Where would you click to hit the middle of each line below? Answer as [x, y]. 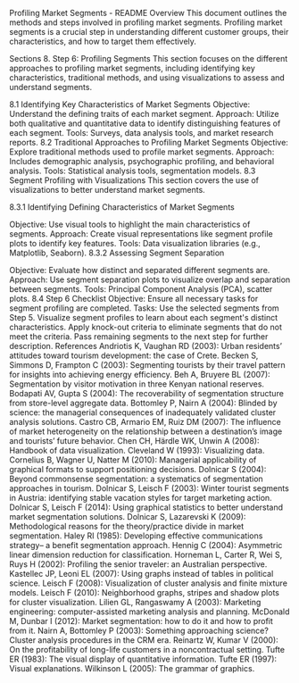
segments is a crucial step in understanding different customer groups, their [149, 32]
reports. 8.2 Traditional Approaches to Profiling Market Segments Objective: [149, 142]
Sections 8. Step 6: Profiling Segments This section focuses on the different [149, 58]
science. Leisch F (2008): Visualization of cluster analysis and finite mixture [149, 583]
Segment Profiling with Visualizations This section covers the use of [134, 180]
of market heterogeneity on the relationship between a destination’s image [146, 431]
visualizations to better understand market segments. [107, 190]
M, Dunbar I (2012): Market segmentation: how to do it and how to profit [141, 621]
